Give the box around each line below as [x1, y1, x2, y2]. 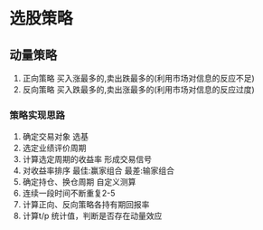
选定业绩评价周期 [22, 142, 87, 154]
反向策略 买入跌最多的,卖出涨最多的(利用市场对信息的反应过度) [22, 84, 255, 95]
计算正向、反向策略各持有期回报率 [22, 199, 150, 210]
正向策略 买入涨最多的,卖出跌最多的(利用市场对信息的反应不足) [22, 73, 255, 83]
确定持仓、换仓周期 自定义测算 [22, 177, 136, 187]
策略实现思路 [9, 109, 66, 121]
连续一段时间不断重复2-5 [22, 187, 116, 199]
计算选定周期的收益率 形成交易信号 [22, 154, 152, 165]
